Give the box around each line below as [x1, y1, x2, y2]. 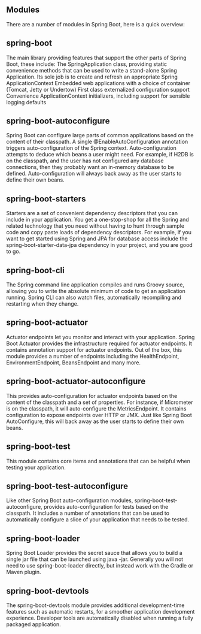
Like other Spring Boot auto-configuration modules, [6, 497, 133, 504]
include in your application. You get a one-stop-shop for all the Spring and [6, 216, 190, 224]
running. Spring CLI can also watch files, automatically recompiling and [6, 294, 181, 301]
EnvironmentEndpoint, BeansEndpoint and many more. [6, 359, 141, 366]
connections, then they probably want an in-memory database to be [6, 164, 175, 171]
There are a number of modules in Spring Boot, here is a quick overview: [6, 20, 185, 28]
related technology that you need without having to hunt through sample [6, 222, 184, 230]
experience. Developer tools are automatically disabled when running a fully [6, 614, 193, 621]
